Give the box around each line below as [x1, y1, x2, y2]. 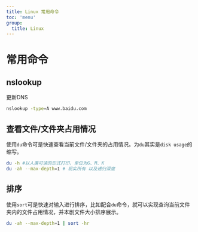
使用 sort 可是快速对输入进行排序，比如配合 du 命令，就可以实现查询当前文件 [6, 201, 190, 208]
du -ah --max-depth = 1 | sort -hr [6, 220, 90, 226]
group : [6, 20, 23, 26]
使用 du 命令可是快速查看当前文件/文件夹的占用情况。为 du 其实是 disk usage [6, 141, 187, 148]
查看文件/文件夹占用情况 [6, 124, 96, 134]
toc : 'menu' [6, 14, 36, 20]
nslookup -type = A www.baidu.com [6, 106, 87, 112]
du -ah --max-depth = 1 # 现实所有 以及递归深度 [6, 166, 115, 172]
